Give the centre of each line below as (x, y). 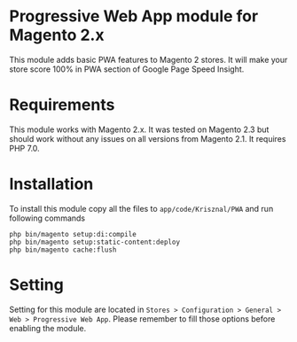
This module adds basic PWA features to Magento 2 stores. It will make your (148, 59)
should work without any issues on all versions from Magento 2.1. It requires (148, 138)
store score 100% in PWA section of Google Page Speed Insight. (127, 69)
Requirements (62, 105)
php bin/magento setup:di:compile (73, 234)
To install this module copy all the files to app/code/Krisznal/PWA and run (141, 208)
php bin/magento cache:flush (63, 250)
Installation (51, 184)
